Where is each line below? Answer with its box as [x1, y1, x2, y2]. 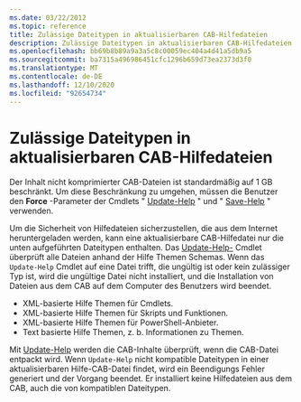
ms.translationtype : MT [9, 64, 99, 73]
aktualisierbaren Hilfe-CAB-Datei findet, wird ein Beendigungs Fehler [9, 363, 266, 375]
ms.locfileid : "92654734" [9, 89, 106, 98]
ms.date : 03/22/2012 [9, 13, 87, 23]
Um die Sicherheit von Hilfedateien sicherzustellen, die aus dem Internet [9, 223, 278, 234]
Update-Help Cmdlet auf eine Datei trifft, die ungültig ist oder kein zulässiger [9, 261, 290, 272]
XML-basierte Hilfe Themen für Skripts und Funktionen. [22, 308, 229, 319]
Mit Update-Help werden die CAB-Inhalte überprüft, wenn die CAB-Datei [9, 344, 279, 355]
